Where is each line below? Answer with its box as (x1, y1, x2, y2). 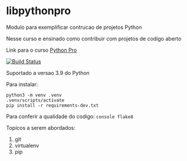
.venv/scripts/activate (6, 97, 65, 103)
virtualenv (14, 142, 40, 149)
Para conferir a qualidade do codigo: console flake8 (6, 113, 134, 120)
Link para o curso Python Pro (6, 46, 77, 54)
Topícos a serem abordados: (6, 124, 76, 131)
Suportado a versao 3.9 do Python (6, 69, 90, 76)
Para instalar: (6, 81, 38, 88)
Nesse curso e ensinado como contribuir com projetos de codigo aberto (6, 35, 182, 42)
